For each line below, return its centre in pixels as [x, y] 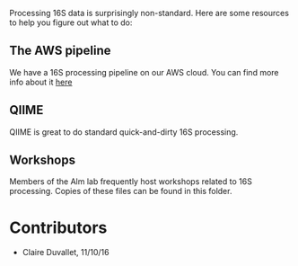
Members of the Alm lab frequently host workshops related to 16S [131, 182]
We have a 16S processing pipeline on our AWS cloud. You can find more [145, 72]
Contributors [58, 227]
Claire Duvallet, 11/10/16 [66, 253]
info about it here [41, 82]
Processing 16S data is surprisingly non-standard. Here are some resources [149, 13]
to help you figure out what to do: [71, 22]
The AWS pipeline [60, 51]
